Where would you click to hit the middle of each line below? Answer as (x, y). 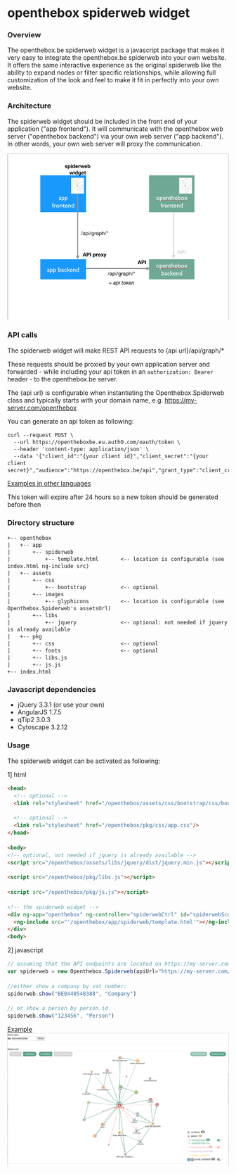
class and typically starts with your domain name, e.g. (85, 400)
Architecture (29, 106)
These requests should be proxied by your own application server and (109, 364)
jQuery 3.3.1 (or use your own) (61, 705)
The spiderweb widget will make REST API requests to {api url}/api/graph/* (116, 351)
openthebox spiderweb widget (99, 13)
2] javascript (25, 950)
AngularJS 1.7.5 (39, 712)
